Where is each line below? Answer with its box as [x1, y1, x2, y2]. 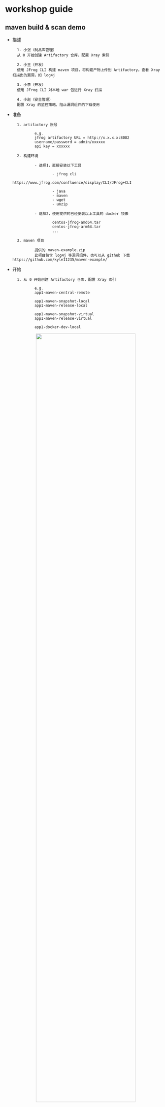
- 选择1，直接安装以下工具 [34, 163, 82, 168]
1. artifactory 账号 [17, 122, 58, 127]
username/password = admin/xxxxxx [34, 139, 105, 144]
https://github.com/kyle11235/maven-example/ [12, 257, 107, 262]
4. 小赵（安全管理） [17, 97, 53, 102]
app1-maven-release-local [34, 303, 88, 308]
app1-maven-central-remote [34, 290, 90, 295]
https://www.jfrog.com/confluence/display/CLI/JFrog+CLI [12, 180, 132, 185]
